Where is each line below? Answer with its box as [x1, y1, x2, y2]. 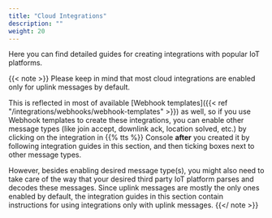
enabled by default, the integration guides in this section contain [8, 192, 223, 202]
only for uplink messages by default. [8, 82, 131, 92]
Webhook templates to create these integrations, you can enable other [8, 116, 244, 125]
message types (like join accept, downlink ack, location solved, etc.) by [8, 124, 247, 134]
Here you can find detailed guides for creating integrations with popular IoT [8, 50, 260, 59]
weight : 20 [8, 27, 45, 35]
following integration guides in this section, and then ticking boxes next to [8, 142, 255, 151]
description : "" [8, 20, 63, 28]
